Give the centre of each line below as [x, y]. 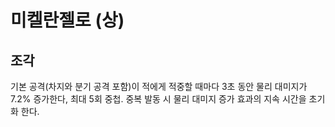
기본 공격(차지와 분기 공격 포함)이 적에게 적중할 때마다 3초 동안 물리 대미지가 [159, 86]
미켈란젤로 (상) [67, 20]
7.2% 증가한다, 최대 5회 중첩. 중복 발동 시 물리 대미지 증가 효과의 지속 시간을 [158, 99]
